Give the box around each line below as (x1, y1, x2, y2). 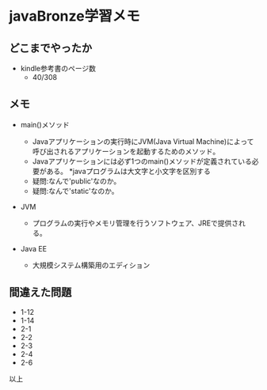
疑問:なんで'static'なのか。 (32, 186, 119, 195)
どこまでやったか (9, 41, 93, 55)
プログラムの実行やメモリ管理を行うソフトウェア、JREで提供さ (32, 218, 239, 228)
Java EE (20, 244, 47, 253)
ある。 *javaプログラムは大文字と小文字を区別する (46, 166, 211, 176)
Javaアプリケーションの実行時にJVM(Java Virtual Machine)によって (32, 136, 254, 146)
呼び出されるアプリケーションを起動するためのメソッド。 (32, 146, 220, 156)
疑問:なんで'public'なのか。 (32, 176, 121, 186)
